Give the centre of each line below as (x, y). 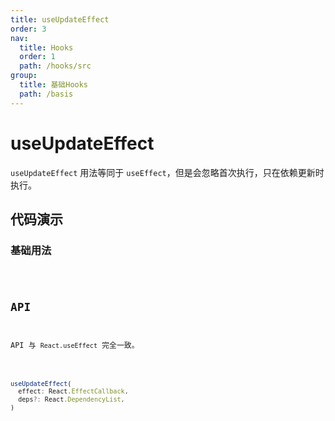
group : (24, 76)
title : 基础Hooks (54, 85)
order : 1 (37, 57)
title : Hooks (46, 47)
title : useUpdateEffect (60, 19)
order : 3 (28, 29)
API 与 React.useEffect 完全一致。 (75, 345)
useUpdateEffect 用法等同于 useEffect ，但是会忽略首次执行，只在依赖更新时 (167, 172)
